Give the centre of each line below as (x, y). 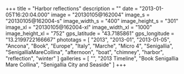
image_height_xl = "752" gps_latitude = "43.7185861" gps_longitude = (90, 33)
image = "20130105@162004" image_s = (101, 15)
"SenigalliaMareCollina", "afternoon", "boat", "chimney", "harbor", (85, 52)
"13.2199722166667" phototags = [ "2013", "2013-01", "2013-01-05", (88, 40)
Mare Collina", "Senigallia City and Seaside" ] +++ (66, 65)
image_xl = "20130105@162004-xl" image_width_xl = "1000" (79, 27)
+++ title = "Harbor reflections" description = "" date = (72, 9)
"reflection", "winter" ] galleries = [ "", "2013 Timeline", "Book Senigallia (92, 58)
